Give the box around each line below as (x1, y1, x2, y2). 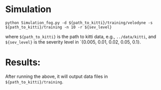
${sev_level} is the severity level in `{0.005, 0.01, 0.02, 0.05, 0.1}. (5, 39, 141, 45)
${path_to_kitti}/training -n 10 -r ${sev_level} (5, 24, 112, 30)
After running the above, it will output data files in (5, 73, 108, 79)
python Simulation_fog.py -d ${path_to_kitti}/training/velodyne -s (5, 20, 153, 25)
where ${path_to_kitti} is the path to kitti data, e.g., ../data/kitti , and (5, 33, 156, 39)
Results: (5, 57, 41, 68)
